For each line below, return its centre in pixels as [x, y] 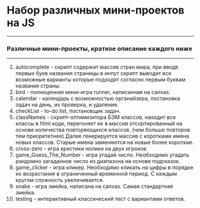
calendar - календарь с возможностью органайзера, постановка [98, 99]
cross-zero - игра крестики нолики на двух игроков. [82, 149]
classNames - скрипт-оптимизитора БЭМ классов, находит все [96, 117]
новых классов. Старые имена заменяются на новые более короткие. [104, 142]
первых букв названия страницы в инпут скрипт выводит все [93, 73]
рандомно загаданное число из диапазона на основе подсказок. [98, 161]
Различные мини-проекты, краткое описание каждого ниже [99, 48]
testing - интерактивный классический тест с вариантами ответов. [100, 199]
